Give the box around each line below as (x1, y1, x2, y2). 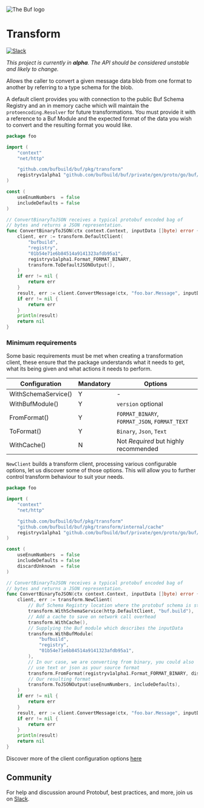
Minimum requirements (6, 338, 77, 347)
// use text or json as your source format (28, 664, 140, 670)
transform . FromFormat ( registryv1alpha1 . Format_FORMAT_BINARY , (28, 670, 189, 677)
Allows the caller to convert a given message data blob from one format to (6, 77, 192, 85)
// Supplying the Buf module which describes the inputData (28, 625, 183, 631)
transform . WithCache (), (28, 619, 88, 625)
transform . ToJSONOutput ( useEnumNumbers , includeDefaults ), (28, 681, 181, 688)
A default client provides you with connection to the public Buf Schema (6, 95, 184, 103)
